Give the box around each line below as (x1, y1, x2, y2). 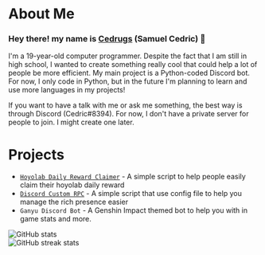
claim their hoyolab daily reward (19, 180, 125, 190)
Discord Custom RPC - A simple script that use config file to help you (19, 189, 243, 198)
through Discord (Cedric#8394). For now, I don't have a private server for (8, 109, 249, 119)
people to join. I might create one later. (8, 117, 134, 127)
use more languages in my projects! (8, 85, 126, 95)
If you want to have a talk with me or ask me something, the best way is (8, 100, 243, 110)
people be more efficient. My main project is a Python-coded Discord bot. (8, 69, 251, 78)
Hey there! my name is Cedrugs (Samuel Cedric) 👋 (8, 33, 206, 45)
